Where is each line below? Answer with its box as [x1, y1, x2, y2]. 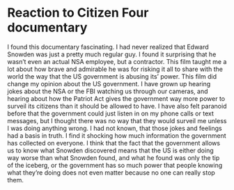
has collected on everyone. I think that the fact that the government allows [7, 138, 221, 147]
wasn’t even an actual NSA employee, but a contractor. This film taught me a [7, 57, 227, 65]
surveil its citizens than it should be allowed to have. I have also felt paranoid [7, 102, 227, 110]
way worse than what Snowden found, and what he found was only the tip [7, 153, 220, 161]
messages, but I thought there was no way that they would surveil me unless [7, 116, 227, 125]
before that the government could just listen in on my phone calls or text [7, 109, 214, 118]
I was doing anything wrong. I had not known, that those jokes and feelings [7, 124, 222, 132]
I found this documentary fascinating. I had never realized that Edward [7, 42, 209, 51]
